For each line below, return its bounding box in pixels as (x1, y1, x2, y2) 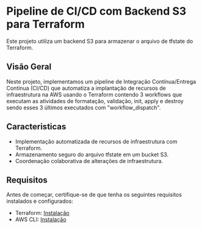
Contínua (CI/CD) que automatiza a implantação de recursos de (6, 84, 166, 92)
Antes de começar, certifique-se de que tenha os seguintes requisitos (6, 191, 182, 198)
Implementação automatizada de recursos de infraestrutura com (15, 137, 178, 145)
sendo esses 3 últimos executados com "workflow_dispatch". (6, 104, 161, 111)
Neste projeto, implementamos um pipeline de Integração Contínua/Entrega (6, 78, 197, 85)
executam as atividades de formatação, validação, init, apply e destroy (6, 97, 184, 104)
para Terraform (6, 17, 85, 31)
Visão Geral (6, 62, 52, 72)
